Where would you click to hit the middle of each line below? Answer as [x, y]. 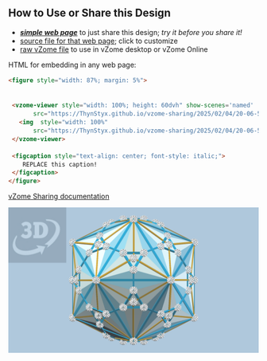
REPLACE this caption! [60, 164]
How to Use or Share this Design [89, 13]
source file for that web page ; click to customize [99, 41]
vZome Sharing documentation [59, 196]
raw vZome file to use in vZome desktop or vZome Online [114, 49]
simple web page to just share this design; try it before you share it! [131, 32]
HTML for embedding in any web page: [72, 65]
